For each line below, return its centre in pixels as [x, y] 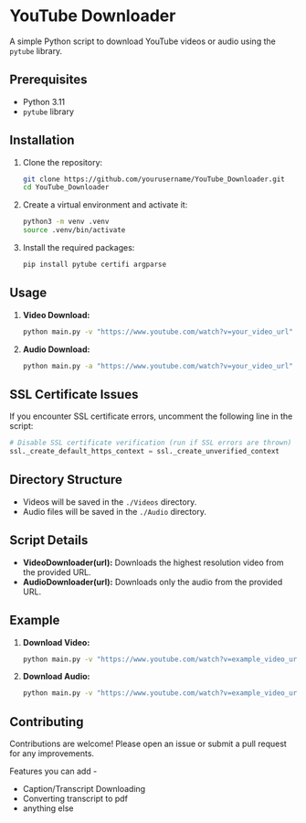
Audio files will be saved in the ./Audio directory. [115, 511]
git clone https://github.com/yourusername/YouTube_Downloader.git [153, 179]
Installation [42, 140]
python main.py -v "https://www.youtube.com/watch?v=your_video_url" [158, 331]
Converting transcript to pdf [75, 799]
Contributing [47, 722]
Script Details [49, 540]
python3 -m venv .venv [66, 222]
